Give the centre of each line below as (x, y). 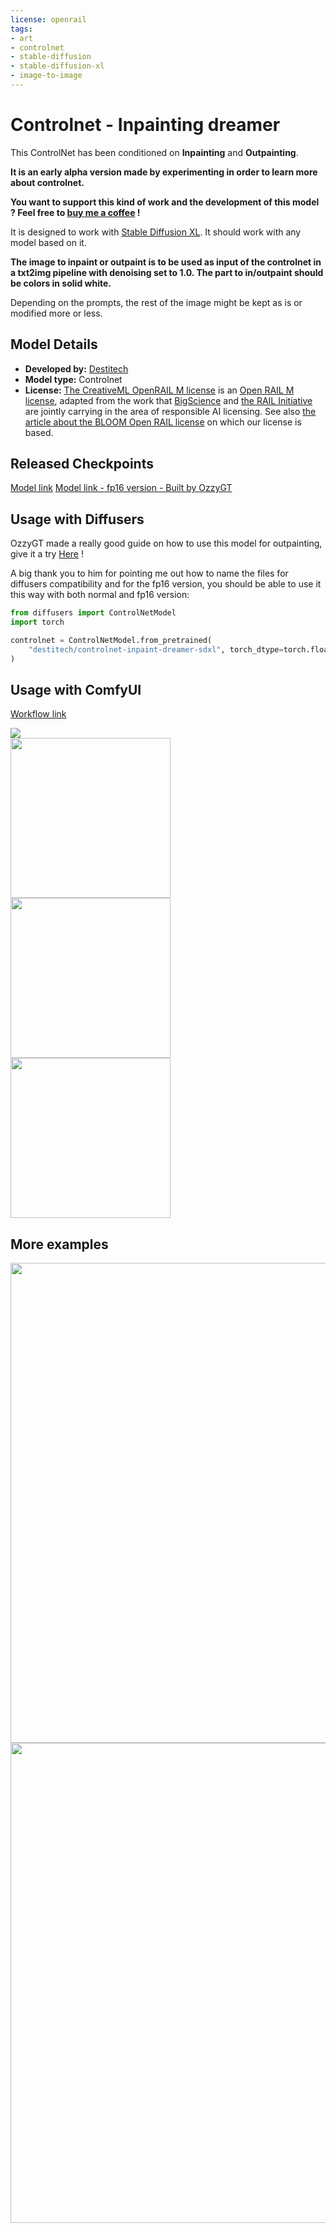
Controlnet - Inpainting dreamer (145, 125)
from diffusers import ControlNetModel (93, 613)
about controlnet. (47, 182)
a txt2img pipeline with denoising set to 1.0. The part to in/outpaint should (167, 272)
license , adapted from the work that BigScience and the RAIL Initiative (168, 400)
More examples (59, 1244)
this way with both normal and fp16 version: (100, 595)
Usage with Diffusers (77, 519)
